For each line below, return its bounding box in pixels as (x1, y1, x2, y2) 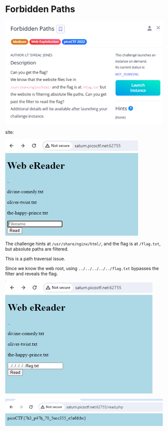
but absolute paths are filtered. (5, 246, 69, 252)
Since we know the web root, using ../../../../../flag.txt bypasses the (5, 265, 159, 271)
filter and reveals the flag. (5, 270, 58, 276)
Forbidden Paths (5, 3, 75, 15)
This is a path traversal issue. (5, 255, 65, 261)
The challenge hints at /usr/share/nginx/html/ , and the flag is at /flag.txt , (5, 240, 161, 246)
